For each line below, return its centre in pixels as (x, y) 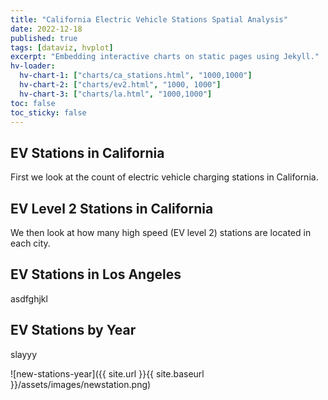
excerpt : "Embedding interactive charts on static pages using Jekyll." (165, 57)
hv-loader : (33, 66)
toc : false (33, 103)
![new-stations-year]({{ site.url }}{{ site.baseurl (107, 373)
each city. (30, 243)
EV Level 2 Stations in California (112, 208)
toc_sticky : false (48, 112)
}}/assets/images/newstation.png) (81, 384)
